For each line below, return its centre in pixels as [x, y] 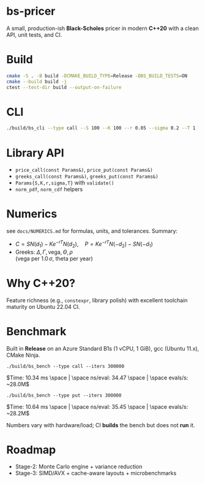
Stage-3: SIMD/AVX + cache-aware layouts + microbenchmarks [96, 473]
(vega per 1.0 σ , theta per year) [54, 258]
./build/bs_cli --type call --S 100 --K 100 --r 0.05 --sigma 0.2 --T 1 [101, 128]
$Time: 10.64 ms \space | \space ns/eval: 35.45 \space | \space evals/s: [97, 406]
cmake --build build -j [37, 82]
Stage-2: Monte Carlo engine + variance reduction [79, 466]
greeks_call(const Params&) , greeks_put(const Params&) [87, 177]
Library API [35, 153]
